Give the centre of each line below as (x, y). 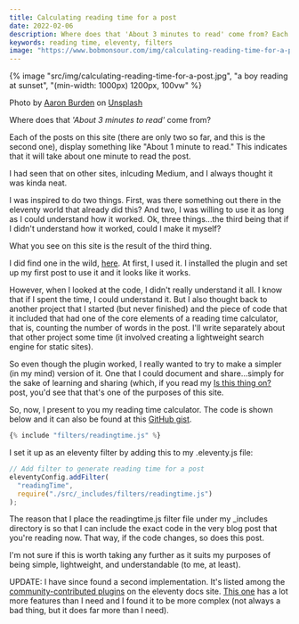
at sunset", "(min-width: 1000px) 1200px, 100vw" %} (106, 86)
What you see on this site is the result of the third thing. (110, 246)
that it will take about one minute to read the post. (100, 156)
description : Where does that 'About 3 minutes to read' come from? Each (149, 34)
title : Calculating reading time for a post (93, 17)
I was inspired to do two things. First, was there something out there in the (145, 201)
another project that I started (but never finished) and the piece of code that (148, 309)
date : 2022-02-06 (41, 26)
